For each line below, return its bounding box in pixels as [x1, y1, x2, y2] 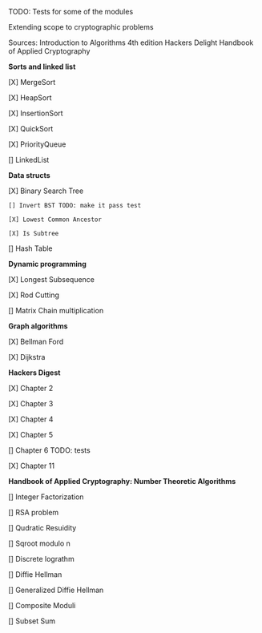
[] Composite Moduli [8, 601, 76, 610]
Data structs [8, 171, 50, 179]
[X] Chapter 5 [8, 430, 54, 439]
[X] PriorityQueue [8, 139, 67, 149]
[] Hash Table [8, 244, 54, 253]
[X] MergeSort [8, 78, 56, 87]
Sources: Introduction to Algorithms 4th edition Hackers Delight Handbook [8, 38, 254, 47]
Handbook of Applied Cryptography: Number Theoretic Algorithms [8, 477, 236, 486]
